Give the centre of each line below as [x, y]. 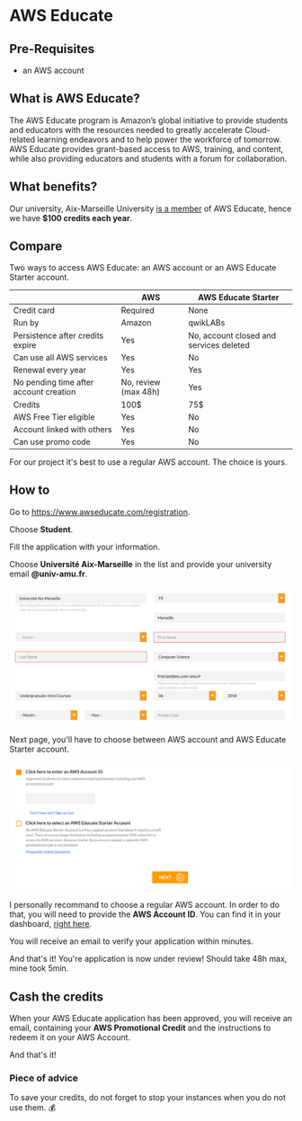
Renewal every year [50, 370]
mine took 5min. [39, 968]
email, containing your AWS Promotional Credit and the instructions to [140, 1028]
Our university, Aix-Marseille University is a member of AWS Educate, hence [151, 209]
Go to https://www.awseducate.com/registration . [100, 512]
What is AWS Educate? [75, 98]
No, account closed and [232, 335]
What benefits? [53, 187]
